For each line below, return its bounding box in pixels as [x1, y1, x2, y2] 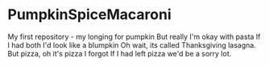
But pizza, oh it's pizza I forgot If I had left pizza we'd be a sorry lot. [7, 49, 232, 58]
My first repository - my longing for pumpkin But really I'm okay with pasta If [7, 32, 261, 41]
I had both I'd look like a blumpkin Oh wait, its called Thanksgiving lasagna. [7, 40, 257, 49]
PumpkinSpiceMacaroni [7, 6, 172, 24]
